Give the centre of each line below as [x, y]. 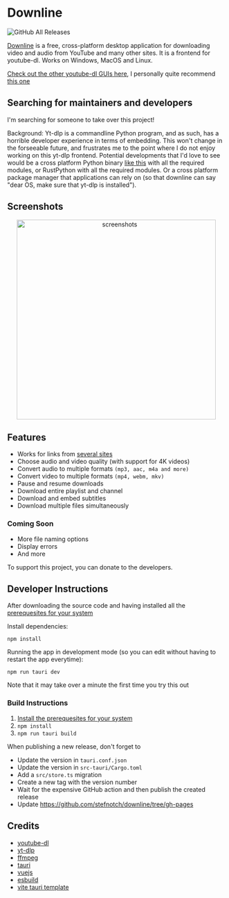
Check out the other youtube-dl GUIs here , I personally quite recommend [111, 74]
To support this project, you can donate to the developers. [90, 567]
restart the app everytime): [45, 659]
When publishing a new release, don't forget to [74, 746]
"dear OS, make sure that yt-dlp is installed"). [72, 185]
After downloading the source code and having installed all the [96, 606]
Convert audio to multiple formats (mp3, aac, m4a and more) [103, 469]
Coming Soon [30, 524]
